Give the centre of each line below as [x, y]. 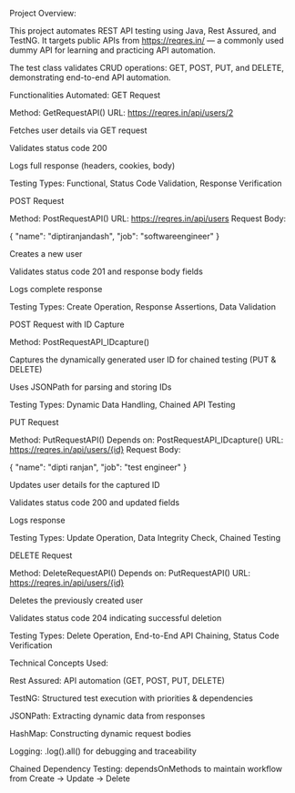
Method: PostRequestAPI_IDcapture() [80, 342]
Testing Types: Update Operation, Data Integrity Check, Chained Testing [145, 538]
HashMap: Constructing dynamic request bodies [100, 733]
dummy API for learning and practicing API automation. [112, 50]
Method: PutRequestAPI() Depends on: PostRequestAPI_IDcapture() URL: [147, 440]
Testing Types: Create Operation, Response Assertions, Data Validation [142, 307]
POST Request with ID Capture [67, 324]
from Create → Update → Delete [70, 778]
